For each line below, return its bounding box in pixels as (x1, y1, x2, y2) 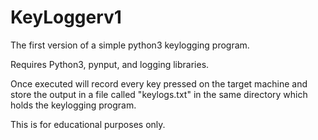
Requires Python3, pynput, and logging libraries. (10, 58, 210, 70)
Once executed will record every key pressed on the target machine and (10, 77, 308, 90)
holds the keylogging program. (10, 99, 137, 111)
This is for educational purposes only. (10, 118, 166, 130)
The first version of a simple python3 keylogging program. (10, 39, 250, 51)
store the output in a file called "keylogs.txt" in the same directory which (10, 88, 308, 100)
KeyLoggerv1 (10, 6, 122, 29)
